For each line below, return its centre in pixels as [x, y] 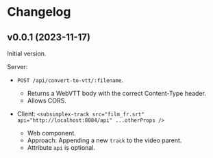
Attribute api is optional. [61, 147]
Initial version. [27, 53]
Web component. [52, 133]
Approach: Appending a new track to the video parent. [104, 140]
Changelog [39, 12]
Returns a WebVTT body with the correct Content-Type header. [117, 93]
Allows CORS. [47, 101]
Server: [17, 67]
